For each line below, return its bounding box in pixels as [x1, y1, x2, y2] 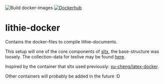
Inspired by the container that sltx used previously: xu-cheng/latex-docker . [5, 63, 159, 69]
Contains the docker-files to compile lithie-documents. [5, 38, 117, 44]
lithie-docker [5, 22, 60, 33]
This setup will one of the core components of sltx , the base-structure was [5, 48, 159, 54]
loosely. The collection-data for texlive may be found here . [5, 53, 126, 59]
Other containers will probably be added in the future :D [5, 73, 120, 79]
